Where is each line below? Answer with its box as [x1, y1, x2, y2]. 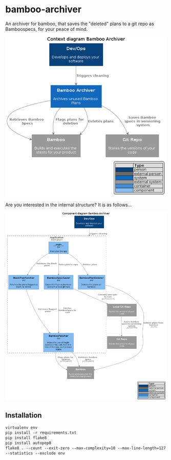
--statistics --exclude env [5, 450, 66, 456]
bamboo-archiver [5, 4, 82, 15]
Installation [5, 411, 42, 419]
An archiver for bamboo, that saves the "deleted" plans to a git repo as [5, 21, 155, 27]
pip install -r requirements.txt [5, 430, 77, 435]
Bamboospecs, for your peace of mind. [5, 26, 88, 32]
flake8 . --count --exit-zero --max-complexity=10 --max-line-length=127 [5, 445, 166, 451]
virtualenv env [5, 425, 38, 430]
